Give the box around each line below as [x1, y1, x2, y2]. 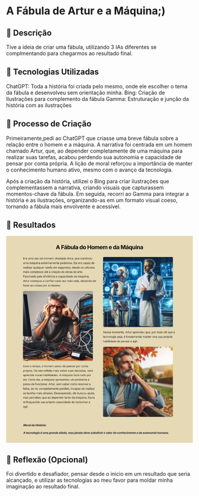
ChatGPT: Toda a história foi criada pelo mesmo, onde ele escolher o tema [6, 82, 188, 90]
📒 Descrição [6, 28, 52, 38]
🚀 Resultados [6, 220, 56, 230]
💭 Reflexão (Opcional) [6, 454, 88, 465]
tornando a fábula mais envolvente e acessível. [6, 203, 121, 210]
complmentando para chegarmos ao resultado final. [6, 50, 133, 57]
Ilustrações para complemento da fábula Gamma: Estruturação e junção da [6, 95, 190, 102]
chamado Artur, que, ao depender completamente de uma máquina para [6, 147, 183, 154]
